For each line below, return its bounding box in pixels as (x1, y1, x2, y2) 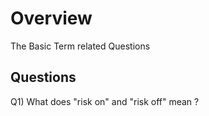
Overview (10, 7, 93, 30)
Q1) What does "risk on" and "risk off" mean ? (10, 95, 200, 107)
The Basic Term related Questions (10, 40, 151, 52)
